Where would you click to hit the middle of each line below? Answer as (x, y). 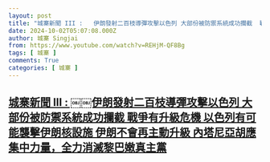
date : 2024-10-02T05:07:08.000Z (62, 30)
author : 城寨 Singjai (43, 38)
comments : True (34, 61)
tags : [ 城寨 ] (33, 53)
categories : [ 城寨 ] (43, 68)
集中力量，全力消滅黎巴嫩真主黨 (88, 148)
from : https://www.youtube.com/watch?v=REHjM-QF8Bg (96, 46)
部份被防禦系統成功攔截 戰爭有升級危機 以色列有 (127, 117)
